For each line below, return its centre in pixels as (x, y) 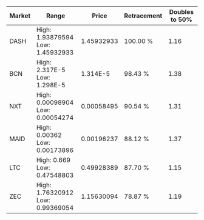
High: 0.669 (53, 160)
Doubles (182, 12)
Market (20, 16)
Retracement (143, 16)
